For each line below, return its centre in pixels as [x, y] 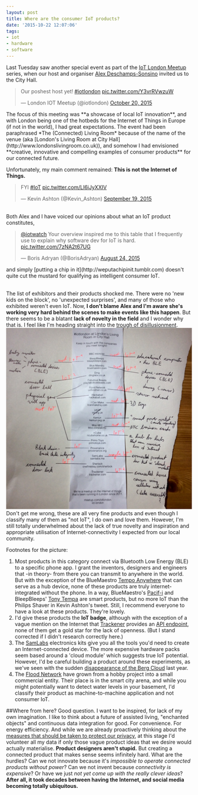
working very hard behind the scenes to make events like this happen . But [98, 312]
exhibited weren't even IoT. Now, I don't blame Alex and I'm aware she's [95, 306]
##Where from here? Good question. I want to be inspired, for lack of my [94, 711]
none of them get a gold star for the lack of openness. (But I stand [95, 630]
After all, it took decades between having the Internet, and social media [95, 780]
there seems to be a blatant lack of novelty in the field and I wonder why [95, 318]
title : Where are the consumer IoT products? [63, 19]
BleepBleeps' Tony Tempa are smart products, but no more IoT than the [101, 599]
